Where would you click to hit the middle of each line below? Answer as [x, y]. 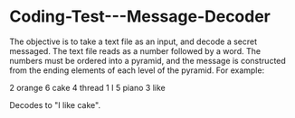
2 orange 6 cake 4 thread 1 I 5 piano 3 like [87, 87]
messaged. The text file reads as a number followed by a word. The [135, 50]
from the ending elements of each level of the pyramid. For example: [137, 70]
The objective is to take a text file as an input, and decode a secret [133, 41]
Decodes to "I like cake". [55, 104]
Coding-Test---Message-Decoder [140, 17]
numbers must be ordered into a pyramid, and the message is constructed [148, 60]
